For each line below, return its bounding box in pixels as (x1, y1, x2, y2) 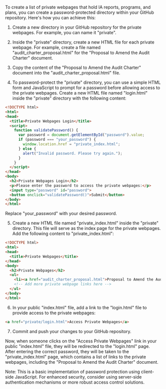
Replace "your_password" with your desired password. (5, 211, 117, 217)
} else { (18, 146, 37, 151)
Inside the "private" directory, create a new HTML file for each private (12, 39, 155, 45)
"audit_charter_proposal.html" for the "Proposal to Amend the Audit (12, 50, 150, 56)
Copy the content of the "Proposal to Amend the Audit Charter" (12, 64, 141, 70)
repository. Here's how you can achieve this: (5, 15, 96, 20)
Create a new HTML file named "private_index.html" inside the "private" (12, 220, 159, 226)
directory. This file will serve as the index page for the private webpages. (12, 225, 161, 231)
